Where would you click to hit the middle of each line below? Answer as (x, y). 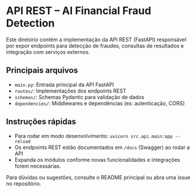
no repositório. (24, 184)
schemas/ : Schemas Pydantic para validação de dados (79, 97)
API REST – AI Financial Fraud (79, 11)
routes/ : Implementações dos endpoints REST (71, 91)
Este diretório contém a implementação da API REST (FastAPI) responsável (96, 39)
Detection (30, 23)
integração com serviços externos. (48, 52)
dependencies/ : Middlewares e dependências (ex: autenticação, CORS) (100, 103)
